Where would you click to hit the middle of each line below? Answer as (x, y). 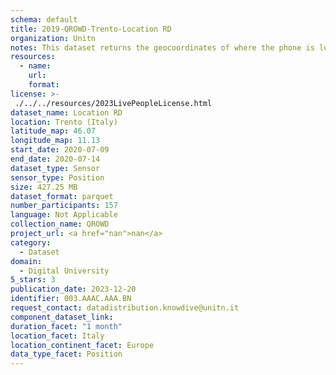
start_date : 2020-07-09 (60, 150)
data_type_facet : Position (66, 354)
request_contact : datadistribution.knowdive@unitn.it (125, 308)
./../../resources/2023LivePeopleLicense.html (113, 103)
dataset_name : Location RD (66, 112)
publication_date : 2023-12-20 (73, 289)
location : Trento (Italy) (64, 122)
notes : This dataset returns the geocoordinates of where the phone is (162, 47)
